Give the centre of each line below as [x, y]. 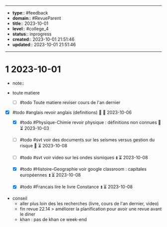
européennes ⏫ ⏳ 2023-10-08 [50, 175]
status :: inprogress [32, 34]
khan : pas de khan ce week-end [53, 220]
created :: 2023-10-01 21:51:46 [43, 39]
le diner [28, 214]
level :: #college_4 [30, 29]
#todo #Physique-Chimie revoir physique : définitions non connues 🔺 [90, 122]
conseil [20, 198]
